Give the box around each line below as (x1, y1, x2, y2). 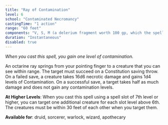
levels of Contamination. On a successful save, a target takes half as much (5, 79, 159, 85)
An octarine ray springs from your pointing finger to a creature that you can (5, 63, 160, 69)
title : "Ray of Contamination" (5, 7, 70, 12)
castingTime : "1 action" (5, 21, 57, 26)
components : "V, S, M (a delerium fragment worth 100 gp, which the (5, 30, 151, 35)
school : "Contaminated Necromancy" (5, 16, 79, 21)
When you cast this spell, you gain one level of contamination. (5, 53, 133, 59)
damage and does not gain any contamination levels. (5, 84, 114, 90)
